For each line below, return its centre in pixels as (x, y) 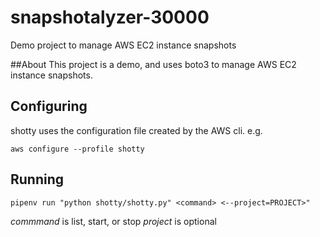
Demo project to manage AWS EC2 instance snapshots (123, 45)
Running (37, 179)
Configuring (49, 106)
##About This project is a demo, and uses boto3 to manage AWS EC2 (153, 64)
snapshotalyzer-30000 (110, 17)
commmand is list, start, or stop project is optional (113, 221)
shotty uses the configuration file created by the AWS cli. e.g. (136, 130)
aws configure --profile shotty (77, 149)
